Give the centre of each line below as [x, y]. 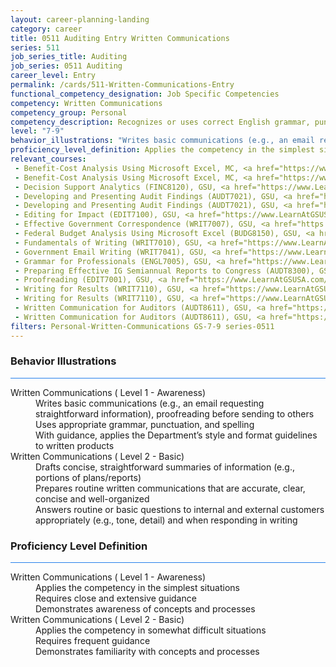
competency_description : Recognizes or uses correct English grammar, [160, 122]
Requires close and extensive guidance [116, 598]
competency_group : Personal [69, 112]
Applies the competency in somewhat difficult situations [151, 630]
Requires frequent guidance [93, 641]
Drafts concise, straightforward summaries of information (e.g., [165, 467]
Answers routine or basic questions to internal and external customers [180, 509]
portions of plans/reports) [88, 477]
